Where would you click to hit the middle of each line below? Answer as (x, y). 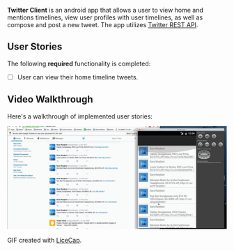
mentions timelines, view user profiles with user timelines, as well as (105, 17)
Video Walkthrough (50, 99)
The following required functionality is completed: (79, 63)
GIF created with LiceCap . (45, 240)
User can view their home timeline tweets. (78, 77)
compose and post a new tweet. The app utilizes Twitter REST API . (103, 25)
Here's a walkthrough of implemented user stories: (80, 116)
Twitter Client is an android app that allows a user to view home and (106, 10)
